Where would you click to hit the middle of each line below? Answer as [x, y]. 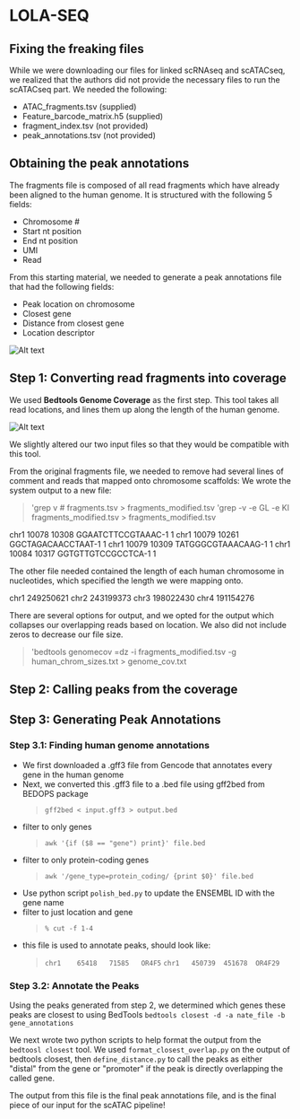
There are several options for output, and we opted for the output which [142, 615]
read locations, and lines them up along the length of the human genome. [145, 409]
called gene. [32, 1078]
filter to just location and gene [77, 912]
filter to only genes [57, 826]
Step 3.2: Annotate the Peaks [74, 985]
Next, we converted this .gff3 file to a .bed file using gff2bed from [144, 784]
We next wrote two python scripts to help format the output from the [135, 1040]
